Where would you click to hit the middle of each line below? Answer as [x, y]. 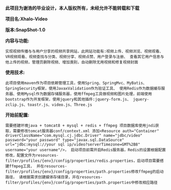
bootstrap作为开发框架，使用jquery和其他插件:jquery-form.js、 [68, 99]
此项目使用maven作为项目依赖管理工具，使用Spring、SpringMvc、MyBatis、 [76, 83]
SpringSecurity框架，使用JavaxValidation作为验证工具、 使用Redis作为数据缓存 [83, 89]
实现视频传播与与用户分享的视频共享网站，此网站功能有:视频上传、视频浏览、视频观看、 [84, 51]
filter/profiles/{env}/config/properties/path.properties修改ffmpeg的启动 [85, 172]
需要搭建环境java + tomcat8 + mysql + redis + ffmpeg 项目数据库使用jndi [80, 125]
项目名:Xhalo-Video [27, 19]
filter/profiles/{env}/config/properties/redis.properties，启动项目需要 [83, 161]
